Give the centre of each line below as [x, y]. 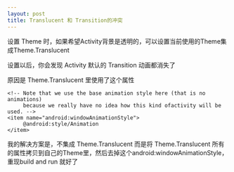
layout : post [26, 14]
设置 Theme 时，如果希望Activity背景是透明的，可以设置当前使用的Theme [114, 41]
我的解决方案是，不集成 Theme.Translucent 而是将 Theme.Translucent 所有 [116, 144]
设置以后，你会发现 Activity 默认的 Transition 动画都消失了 [91, 65]
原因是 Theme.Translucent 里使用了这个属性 [71, 80]
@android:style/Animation [61, 124]
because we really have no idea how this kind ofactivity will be [122, 105]
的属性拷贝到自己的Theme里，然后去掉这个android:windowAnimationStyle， [118, 152]
